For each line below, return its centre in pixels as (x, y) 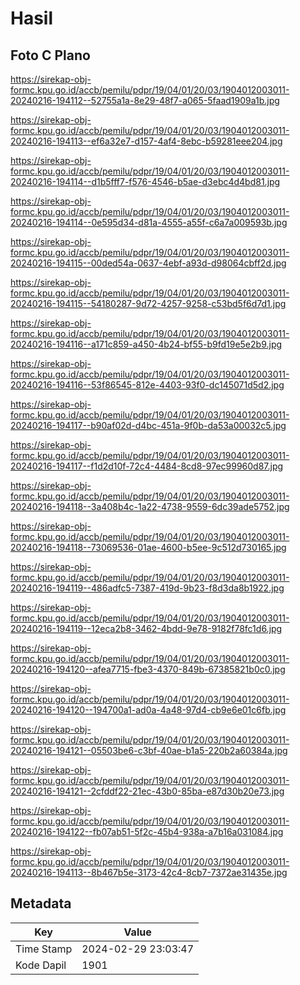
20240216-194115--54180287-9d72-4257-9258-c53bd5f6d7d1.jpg (148, 303)
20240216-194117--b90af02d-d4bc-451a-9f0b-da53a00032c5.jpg (148, 425)
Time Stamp (44, 949)
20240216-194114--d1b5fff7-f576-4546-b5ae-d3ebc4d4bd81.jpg (145, 181)
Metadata (41, 903)
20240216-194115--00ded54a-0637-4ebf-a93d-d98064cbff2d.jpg (148, 263)
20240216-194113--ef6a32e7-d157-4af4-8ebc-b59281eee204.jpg (146, 141)
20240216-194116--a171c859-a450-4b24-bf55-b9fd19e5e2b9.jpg (146, 344)
